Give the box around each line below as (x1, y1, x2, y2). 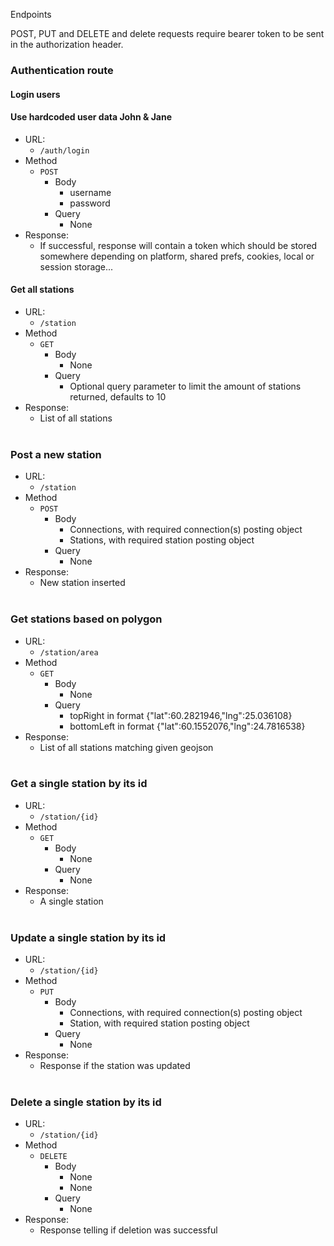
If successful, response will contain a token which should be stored (39, 239, 318, 251)
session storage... (39, 260, 114, 273)
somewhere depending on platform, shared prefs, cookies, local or (39, 250, 315, 262)
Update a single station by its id (10, 930, 167, 944)
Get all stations (10, 284, 75, 296)
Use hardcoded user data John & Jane (10, 111, 173, 123)
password (69, 197, 111, 209)
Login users (10, 88, 61, 100)
